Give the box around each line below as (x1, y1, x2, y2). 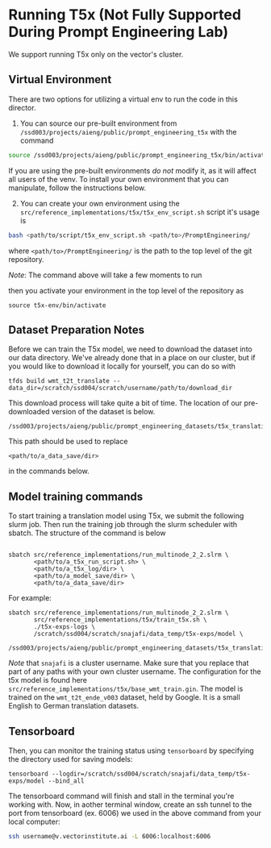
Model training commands (8, 489, 144, 503)
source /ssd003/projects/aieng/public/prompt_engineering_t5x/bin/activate (8, 151, 269, 159)
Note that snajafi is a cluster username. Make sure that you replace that (8, 659, 249, 668)
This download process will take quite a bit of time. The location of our (8, 398, 243, 408)
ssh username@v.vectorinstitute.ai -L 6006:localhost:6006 (8, 832, 211, 840)
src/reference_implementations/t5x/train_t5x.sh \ (33, 616, 207, 624)
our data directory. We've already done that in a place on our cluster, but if (8, 353, 256, 363)
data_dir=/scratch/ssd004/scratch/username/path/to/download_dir (8, 385, 232, 393)
